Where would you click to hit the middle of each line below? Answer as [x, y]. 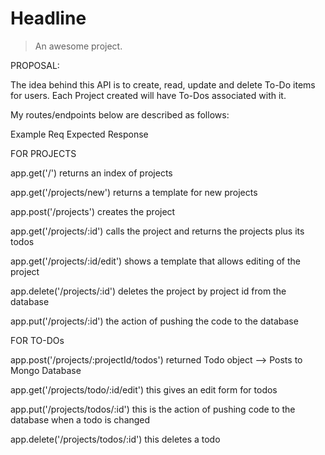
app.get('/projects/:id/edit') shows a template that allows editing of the [155, 261]
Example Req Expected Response [79, 134]
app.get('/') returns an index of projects [91, 173]
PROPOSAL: [35, 65]
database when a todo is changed [80, 419]
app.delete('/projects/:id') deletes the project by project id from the [148, 291]
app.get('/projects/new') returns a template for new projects [134, 192]
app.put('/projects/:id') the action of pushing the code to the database [154, 321]
